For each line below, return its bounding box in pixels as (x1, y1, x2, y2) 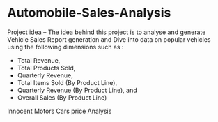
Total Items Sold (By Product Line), (17, 78, 117, 86)
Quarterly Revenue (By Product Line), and (17, 86, 137, 94)
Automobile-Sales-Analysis (7, 5, 171, 21)
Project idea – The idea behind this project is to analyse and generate (7, 28, 206, 36)
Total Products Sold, (17, 63, 76, 72)
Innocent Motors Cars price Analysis (7, 107, 112, 115)
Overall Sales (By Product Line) (17, 93, 107, 102)
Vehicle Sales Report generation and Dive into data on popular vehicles (7, 35, 211, 43)
